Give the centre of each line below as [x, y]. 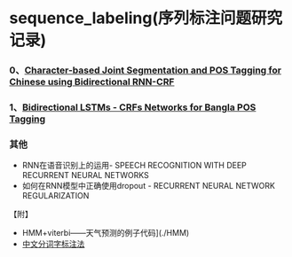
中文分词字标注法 [53, 244]
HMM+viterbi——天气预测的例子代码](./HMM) [106, 233]
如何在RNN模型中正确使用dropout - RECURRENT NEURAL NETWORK [148, 186]
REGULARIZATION [55, 196]
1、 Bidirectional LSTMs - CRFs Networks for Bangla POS [133, 107]
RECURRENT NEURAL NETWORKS [85, 175]
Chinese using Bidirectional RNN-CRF [92, 82]
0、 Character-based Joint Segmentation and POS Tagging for [146, 70]
